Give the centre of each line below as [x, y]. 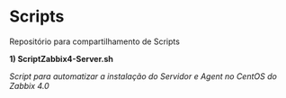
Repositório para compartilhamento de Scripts [94, 41]
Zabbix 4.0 [29, 85]
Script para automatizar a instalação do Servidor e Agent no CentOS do [143, 76]
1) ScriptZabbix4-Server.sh [62, 58]
